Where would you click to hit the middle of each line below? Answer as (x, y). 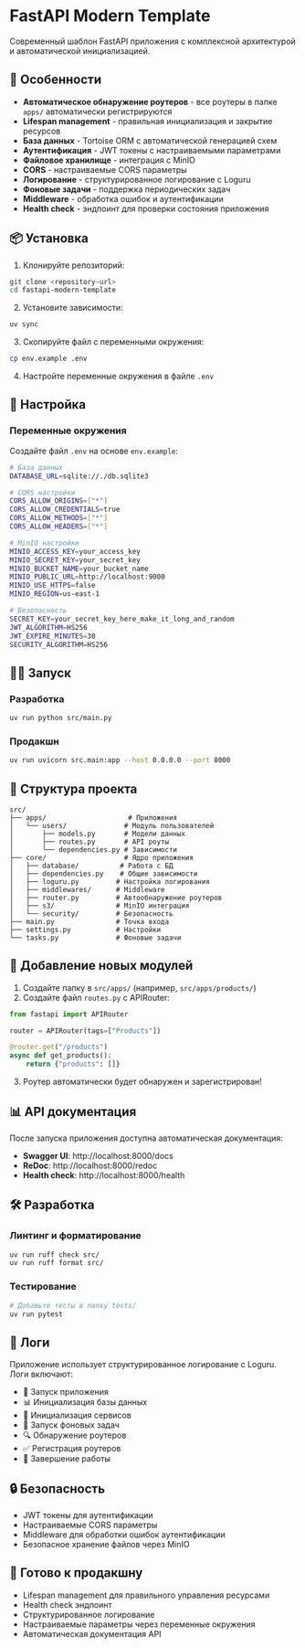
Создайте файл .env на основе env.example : (94, 451)
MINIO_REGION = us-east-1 (55, 594)
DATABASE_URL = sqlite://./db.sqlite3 (79, 476)
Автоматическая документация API (92, 1633)
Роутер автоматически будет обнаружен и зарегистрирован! (142, 1082)
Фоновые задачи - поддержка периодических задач (126, 189)
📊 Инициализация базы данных (85, 1402)
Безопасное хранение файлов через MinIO (106, 1545)
